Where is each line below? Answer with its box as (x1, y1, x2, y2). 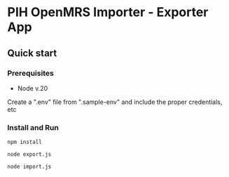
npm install (7, 138, 42, 146)
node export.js (7, 151, 52, 158)
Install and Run (7, 122, 60, 132)
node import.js (7, 163, 52, 171)
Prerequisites (7, 68, 54, 78)
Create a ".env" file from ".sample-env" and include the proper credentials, (7, 98, 223, 106)
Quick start (7, 47, 57, 59)
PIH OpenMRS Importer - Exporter (7, 4, 209, 20)
